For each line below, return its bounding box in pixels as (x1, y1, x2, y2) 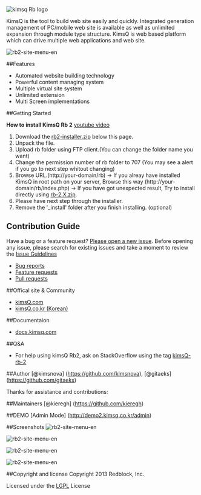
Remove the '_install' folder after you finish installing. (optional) (15, 204, 173, 211)
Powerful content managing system (15, 79, 104, 85)
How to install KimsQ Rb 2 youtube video (6, 121, 110, 128)
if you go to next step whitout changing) (15, 165, 115, 172)
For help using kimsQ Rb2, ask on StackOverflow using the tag (15, 351, 171, 359)
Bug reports (15, 262, 45, 269)
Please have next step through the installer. (15, 198, 123, 204)
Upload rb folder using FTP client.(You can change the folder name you (15, 146, 194, 153)
